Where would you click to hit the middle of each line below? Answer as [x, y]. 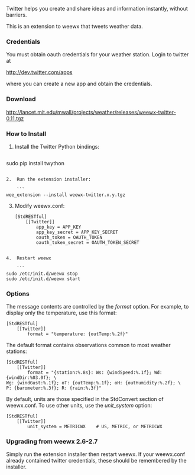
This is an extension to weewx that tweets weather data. [74, 26]
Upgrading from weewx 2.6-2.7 [52, 442]
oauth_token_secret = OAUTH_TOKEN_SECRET [88, 242]
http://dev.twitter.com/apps [39, 72]
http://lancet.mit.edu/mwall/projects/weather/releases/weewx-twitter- [91, 112]
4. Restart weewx [29, 258]
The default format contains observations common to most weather [88, 345]
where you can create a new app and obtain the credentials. [79, 84]
